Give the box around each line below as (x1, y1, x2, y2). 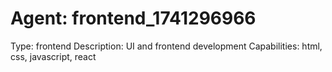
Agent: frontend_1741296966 (10, 7, 257, 30)
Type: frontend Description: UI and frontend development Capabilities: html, (10, 40, 323, 52)
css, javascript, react (10, 50, 97, 62)
